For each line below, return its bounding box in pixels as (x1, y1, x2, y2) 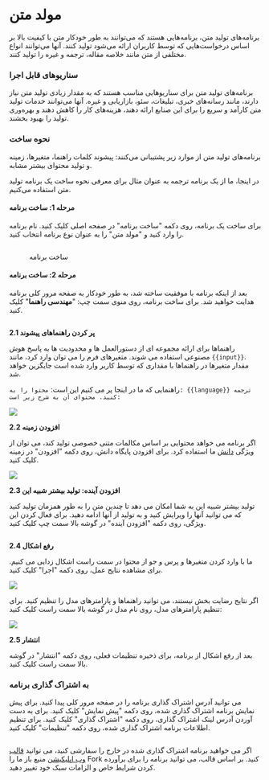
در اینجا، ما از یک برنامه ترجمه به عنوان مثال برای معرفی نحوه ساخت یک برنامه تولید (9, 175, 259, 186)
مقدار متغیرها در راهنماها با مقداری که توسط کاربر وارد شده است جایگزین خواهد (9, 360, 250, 370)
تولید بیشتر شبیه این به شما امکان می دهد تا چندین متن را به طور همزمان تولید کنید (9, 501, 255, 511)
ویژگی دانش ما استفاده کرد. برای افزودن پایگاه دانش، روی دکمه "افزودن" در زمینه (9, 446, 255, 456)
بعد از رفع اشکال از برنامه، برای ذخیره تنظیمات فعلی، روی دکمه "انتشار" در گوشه (9, 650, 253, 660)
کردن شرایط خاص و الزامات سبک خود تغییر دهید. (9, 762, 156, 773)
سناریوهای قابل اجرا (9, 69, 79, 80)
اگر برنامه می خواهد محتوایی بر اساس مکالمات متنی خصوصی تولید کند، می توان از (9, 437, 256, 447)
